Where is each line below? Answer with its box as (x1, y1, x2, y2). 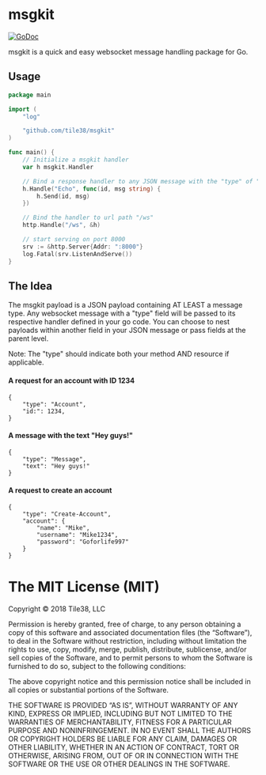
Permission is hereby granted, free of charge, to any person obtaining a (8, 619, 241, 629)
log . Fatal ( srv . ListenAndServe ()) (22, 250, 133, 258)
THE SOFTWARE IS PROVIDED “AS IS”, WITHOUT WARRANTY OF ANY (8, 700, 238, 709)
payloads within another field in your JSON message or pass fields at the (8, 326, 246, 335)
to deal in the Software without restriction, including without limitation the (8, 636, 247, 645)
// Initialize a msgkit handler (22, 156, 129, 164)
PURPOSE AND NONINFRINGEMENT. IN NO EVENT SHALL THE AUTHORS (8, 725, 252, 735)
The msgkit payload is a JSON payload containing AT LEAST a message (8, 301, 243, 310)
